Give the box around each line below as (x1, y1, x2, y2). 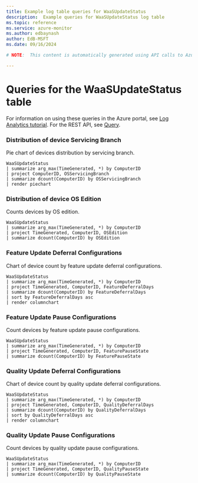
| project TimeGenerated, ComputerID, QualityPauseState (6, 466, 149, 472)
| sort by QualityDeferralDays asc (6, 412, 94, 419)
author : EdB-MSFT (6, 36, 49, 42)
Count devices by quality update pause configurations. (6, 445, 140, 452)
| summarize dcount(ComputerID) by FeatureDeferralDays (6, 289, 146, 295)
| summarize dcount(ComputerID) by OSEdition (6, 235, 120, 241)
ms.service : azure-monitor (6, 25, 72, 31)
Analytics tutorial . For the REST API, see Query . (6, 121, 121, 128)
